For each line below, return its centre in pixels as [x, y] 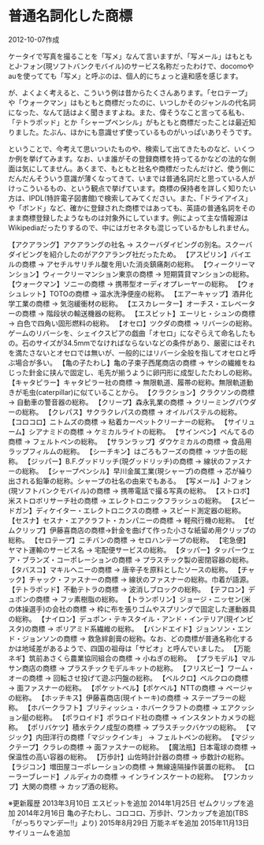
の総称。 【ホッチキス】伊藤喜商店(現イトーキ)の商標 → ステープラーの [124, 698]
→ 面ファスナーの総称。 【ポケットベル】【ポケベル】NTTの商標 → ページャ [131, 687]
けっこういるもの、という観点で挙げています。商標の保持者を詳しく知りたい [132, 188]
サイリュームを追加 [39, 832]
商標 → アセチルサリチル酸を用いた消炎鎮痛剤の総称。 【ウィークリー [135, 264]
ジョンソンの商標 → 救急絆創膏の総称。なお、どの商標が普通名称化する [138, 638]
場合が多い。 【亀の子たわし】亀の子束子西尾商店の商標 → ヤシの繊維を [132, 363]
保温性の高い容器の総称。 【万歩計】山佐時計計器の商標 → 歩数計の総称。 [128, 757]
